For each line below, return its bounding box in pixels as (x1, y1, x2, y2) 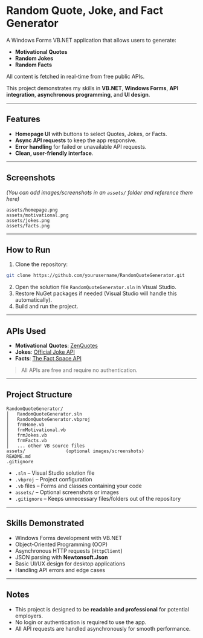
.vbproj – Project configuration (14, 475, 92, 483)
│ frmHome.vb (6, 422, 45, 428)
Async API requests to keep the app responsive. (14, 137, 137, 144)
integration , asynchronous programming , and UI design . (6, 91, 150, 98)
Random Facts (14, 61, 53, 68)
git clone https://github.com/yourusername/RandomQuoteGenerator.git (6, 273, 185, 279)
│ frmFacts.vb (6, 437, 47, 443)
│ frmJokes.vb (6, 432, 47, 438)
